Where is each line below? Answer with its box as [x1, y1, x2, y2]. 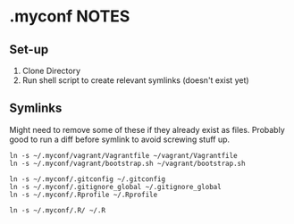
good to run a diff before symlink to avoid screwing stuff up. [9, 134, 231, 145]
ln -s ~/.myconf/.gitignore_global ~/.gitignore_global [9, 182, 222, 191]
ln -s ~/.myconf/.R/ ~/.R [9, 205, 105, 215]
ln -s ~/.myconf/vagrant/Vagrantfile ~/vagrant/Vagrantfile [9, 151, 239, 160]
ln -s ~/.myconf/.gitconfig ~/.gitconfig [9, 174, 166, 184]
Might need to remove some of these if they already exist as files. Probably [9, 124, 286, 135]
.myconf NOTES [9, 6, 130, 27]
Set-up [9, 42, 49, 57]
